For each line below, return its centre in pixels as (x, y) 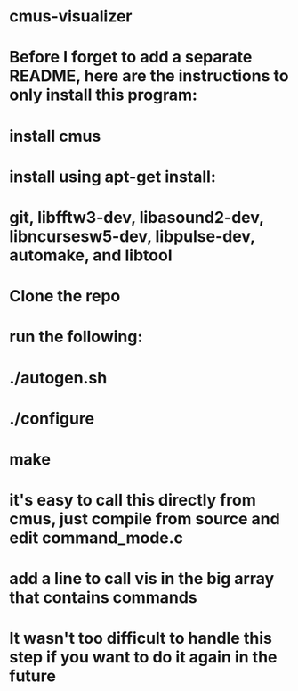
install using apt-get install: (113, 177)
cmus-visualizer (71, 16)
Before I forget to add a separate (131, 58)
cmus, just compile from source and (145, 519)
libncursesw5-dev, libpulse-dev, (132, 236)
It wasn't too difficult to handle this (141, 638)
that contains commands (103, 598)
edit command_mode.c (97, 538)
